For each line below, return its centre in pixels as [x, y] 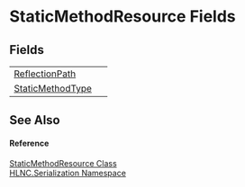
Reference [29, 143]
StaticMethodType [53, 89]
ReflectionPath [45, 74]
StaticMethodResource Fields [122, 17]
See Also [35, 120]
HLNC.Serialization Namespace [68, 173]
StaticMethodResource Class [63, 163]
